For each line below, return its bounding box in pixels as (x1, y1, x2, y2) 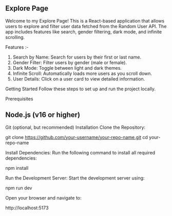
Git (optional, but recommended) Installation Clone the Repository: (5, 124, 145, 130)
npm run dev (5, 185, 32, 191)
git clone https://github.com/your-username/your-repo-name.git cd (5, 134, 148, 140)
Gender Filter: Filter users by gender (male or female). (12, 59, 127, 66)
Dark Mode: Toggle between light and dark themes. (12, 65, 122, 71)
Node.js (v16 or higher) (5, 110, 81, 120)
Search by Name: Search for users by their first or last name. (12, 54, 142, 60)
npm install (5, 165, 29, 171)
